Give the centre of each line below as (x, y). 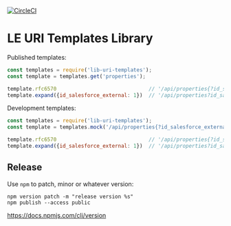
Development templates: (42, 108)
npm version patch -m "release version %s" (70, 196)
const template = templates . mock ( (57, 127)
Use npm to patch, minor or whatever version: (70, 184)
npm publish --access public (49, 203)
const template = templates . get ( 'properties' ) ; (77, 76)
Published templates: (37, 57)
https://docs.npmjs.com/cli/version (57, 215)
